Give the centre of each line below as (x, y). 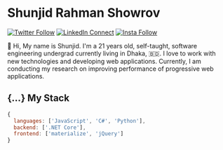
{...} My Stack (39, 98)
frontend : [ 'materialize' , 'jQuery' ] (69, 134)
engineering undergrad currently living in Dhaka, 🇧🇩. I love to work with (111, 53)
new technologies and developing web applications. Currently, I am (104, 61)
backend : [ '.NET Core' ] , (50, 128)
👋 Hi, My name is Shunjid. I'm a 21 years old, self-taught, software (102, 46)
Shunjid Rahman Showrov (84, 13)
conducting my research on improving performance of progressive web (110, 69)
